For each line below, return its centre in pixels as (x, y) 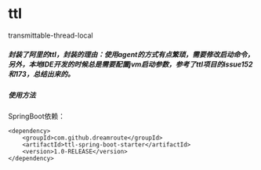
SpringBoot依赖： (36, 116)
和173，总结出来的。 (41, 74)
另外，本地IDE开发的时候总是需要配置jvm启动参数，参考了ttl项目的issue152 (130, 64)
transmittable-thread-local (51, 35)
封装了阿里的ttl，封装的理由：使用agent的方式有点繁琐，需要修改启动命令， (131, 54)
